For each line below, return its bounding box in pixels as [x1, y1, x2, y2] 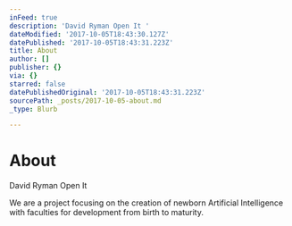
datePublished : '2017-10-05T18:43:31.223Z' [9, 38, 174, 47]
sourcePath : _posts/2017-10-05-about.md [9, 96, 163, 105]
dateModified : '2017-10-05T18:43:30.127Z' [9, 29, 170, 38]
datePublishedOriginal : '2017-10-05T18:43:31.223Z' [9, 88, 205, 96]
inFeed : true [9, 13, 58, 22]
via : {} [9, 71, 38, 80]
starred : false [9, 80, 66, 88]
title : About [9, 46, 58, 55]
